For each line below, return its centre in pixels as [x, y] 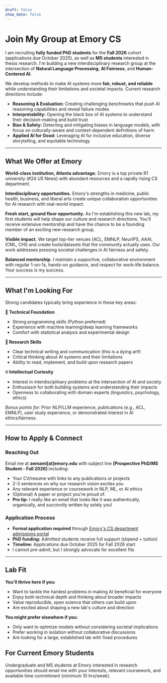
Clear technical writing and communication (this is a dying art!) [77, 352]
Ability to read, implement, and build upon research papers [73, 362]
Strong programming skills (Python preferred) [59, 322]
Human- [145, 69]
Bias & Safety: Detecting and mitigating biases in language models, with [86, 125]
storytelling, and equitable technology [51, 141]
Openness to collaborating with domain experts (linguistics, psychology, [86, 393]
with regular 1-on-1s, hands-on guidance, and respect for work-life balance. [83, 265]
